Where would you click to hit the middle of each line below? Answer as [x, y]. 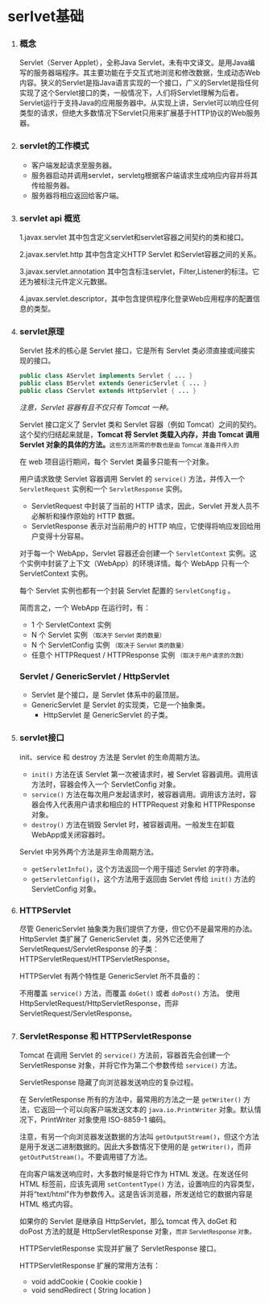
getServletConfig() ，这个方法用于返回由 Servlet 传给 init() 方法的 [143, 879]
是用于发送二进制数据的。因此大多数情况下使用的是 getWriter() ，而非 [135, 1147]
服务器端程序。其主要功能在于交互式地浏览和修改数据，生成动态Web [147, 72]
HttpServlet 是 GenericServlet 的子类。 [108, 715]
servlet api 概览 [50, 218]
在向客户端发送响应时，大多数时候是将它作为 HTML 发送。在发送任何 [134, 1174]
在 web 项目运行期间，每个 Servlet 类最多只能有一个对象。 [116, 461]
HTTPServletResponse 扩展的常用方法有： [90, 1266]
